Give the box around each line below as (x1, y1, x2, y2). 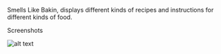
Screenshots (7, 27, 44, 34)
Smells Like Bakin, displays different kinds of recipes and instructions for (7, 6, 214, 14)
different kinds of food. (7, 13, 73, 21)
